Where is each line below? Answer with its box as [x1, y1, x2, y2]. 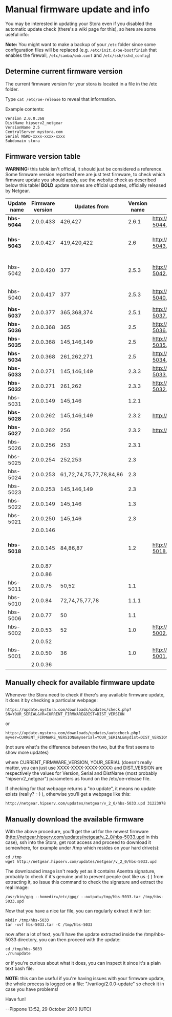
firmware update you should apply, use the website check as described [5, 177, 156, 183]
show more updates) [5, 749, 49, 756]
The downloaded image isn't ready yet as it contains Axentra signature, [5, 868, 156, 874]
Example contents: [5, 106, 45, 112]
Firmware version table [5, 152, 81, 161]
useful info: [5, 31, 29, 37]
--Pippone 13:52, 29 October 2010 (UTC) [5, 1006, 92, 1012]
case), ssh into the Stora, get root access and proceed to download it [5, 839, 152, 845]
